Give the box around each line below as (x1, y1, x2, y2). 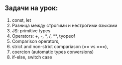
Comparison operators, (11, 38, 60, 44)
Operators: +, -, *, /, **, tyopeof (11, 33, 76, 39)
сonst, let (11, 17, 31, 23)
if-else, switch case (11, 54, 52, 60)
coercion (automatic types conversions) (11, 49, 94, 55)
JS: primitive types (11, 27, 51, 34)
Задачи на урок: (4, 4, 58, 12)
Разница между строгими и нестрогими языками (11, 22, 118, 28)
